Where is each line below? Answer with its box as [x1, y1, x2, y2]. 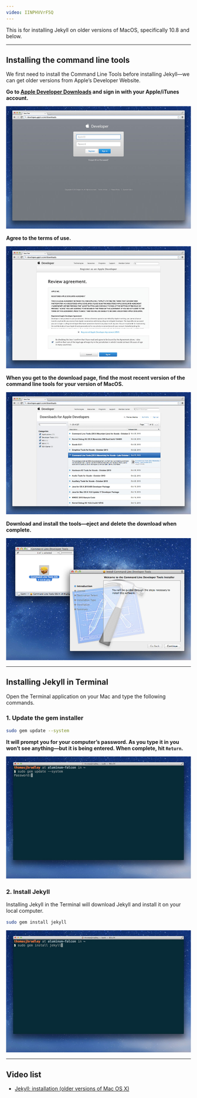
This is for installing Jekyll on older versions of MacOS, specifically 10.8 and [6, 26, 189, 34]
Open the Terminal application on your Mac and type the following [6, 693, 166, 700]
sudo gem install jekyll [6, 919, 67, 926]
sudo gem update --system [6, 728, 69, 734]
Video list [6, 1069, 42, 1079]
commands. [6, 699, 35, 706]
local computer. [6, 907, 44, 915]
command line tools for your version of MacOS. [6, 380, 124, 388]
